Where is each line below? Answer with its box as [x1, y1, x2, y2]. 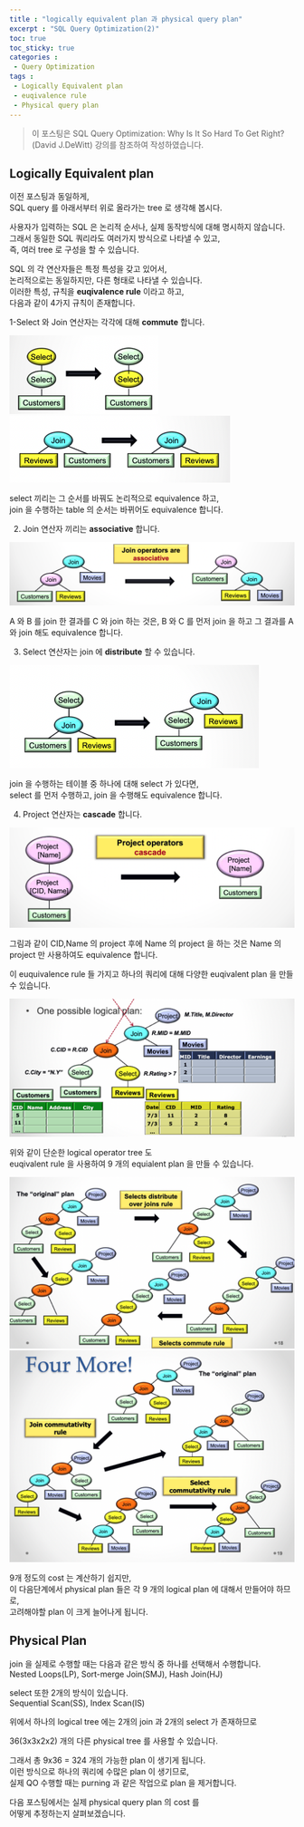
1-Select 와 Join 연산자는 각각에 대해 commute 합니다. [9, 317, 205, 328]
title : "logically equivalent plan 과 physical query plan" [9, 14, 242, 24]
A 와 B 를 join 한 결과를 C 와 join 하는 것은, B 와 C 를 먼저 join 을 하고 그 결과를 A [9, 616, 294, 627]
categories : [9, 53, 59, 63]
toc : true [9, 34, 47, 43]
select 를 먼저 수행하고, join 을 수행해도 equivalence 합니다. [9, 789, 223, 801]
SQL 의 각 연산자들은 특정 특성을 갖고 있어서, [9, 264, 167, 275]
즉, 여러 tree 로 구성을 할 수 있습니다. [9, 245, 140, 256]
